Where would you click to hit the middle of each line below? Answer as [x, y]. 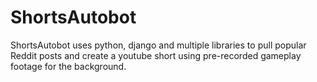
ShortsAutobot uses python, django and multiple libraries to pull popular [158, 45]
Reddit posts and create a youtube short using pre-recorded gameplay [156, 55]
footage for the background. [68, 66]
